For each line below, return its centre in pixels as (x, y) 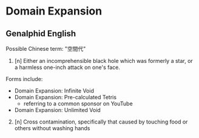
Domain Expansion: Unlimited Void (57, 110)
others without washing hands (52, 128)
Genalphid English (41, 34)
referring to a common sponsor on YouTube (78, 103)
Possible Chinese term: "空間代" (46, 49)
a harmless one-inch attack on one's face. (67, 67)
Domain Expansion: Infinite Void (54, 91)
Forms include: (24, 79)
